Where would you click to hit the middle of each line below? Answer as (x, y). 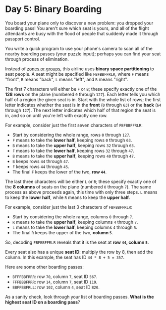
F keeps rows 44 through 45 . (41, 166)
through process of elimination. (37, 59)
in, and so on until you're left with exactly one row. (56, 115)
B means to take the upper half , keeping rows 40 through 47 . (74, 156)
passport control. (23, 39)
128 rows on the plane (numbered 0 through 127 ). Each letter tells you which (83, 94)
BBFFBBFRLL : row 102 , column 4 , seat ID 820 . (56, 287)
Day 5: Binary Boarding (54, 9)
